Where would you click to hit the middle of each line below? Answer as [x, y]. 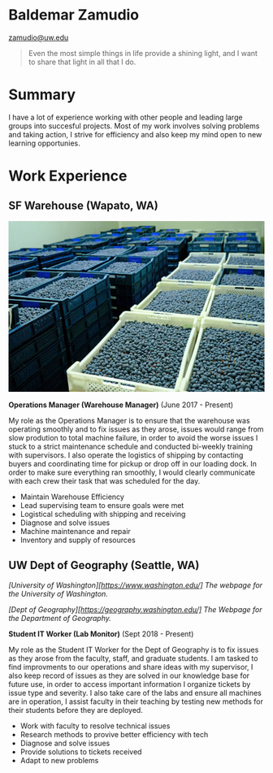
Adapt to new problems [59, 760]
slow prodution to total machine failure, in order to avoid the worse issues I [133, 437]
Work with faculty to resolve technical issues [95, 726]
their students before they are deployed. [76, 710]
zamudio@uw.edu [39, 37]
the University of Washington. [58, 593]
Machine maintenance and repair [76, 531]
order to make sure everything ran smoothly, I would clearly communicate [132, 472]
